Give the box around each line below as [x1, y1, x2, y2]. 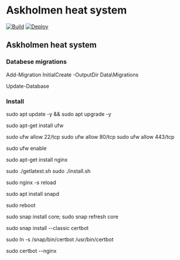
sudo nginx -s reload [6, 179, 56, 186]
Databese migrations [6, 58, 67, 66]
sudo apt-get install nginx [6, 156, 68, 163]
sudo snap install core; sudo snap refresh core [6, 213, 119, 220]
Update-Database [6, 82, 50, 89]
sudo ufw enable [6, 145, 47, 152]
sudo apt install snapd [6, 190, 60, 197]
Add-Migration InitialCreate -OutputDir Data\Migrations [6, 71, 139, 78]
